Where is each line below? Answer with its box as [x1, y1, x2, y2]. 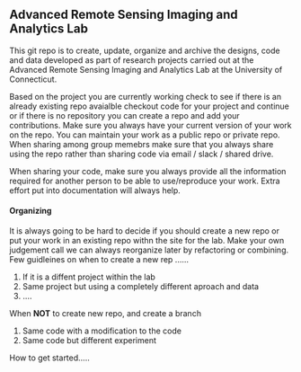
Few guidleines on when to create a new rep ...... [9, 254, 190, 265]
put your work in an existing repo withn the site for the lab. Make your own [9, 235, 285, 246]
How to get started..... [9, 352, 90, 363]
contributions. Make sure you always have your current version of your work [9, 120, 292, 130]
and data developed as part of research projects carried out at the [9, 54, 254, 66]
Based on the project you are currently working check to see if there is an [9, 91, 281, 102]
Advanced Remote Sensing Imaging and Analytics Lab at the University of [9, 64, 283, 75]
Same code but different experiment [22, 335, 157, 346]
